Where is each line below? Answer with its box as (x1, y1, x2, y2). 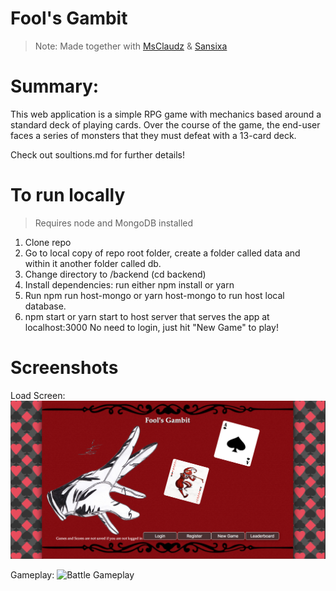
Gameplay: (10, 569, 55, 581)
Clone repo (24, 236, 72, 248)
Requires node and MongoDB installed (34, 217, 194, 229)
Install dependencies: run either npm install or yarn (24, 278, 235, 291)
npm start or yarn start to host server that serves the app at (24, 310, 270, 322)
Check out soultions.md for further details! (10, 148, 185, 161)
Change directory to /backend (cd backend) (24, 268, 207, 280)
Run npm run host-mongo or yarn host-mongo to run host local (24, 289, 285, 301)
